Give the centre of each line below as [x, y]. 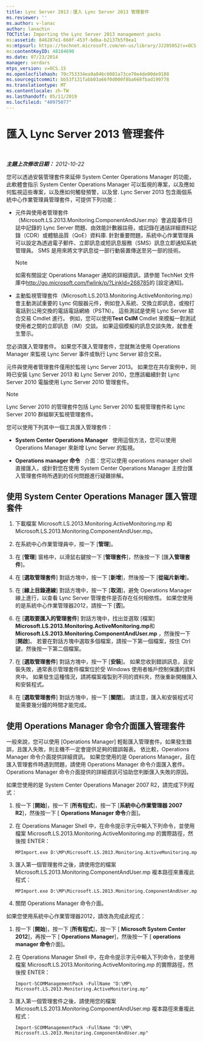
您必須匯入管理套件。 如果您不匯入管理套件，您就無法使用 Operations [93, 346]
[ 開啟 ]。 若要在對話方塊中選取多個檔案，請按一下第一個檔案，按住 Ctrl [103, 641]
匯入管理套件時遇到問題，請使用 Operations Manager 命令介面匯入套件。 [97, 765]
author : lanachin [28, 29]
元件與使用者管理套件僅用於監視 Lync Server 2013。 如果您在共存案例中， [98, 367]
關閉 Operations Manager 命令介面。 [61, 903]
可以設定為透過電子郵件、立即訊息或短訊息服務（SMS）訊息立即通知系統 [106, 243]
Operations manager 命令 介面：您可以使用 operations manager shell [103, 460]
